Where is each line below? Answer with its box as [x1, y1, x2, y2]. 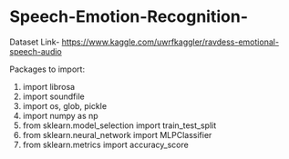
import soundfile [22, 91, 85, 102]
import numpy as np [22, 110, 98, 121]
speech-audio [9, 45, 62, 56]
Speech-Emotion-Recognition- [9, 6, 249, 27]
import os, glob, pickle [22, 100, 108, 111]
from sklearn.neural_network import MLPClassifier [22, 129, 212, 140]
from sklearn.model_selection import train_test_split [22, 120, 217, 131]
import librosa [22, 81, 76, 92]
